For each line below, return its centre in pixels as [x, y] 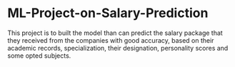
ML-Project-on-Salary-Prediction [108, 13]
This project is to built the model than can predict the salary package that [115, 33]
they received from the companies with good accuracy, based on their [111, 40]
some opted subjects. [39, 56]
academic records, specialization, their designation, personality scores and [118, 48]
